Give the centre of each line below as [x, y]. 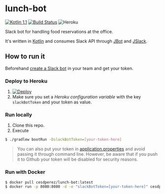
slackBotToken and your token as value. [52, 102]
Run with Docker [25, 172]
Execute [20, 131]
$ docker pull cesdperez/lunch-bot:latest [49, 182]
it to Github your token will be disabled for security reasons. [78, 159]
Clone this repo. [28, 125]
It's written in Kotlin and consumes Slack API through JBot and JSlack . [76, 41]
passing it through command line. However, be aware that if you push [87, 154]
